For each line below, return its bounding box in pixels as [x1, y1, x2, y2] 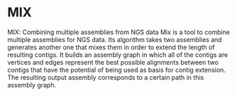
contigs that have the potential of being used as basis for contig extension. [7, 65, 226, 74]
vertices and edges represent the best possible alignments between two [7, 58, 219, 66]
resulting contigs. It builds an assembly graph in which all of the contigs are [7, 50, 228, 59]
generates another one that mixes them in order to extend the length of [7, 43, 215, 51]
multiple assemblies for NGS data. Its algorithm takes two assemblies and [7, 35, 222, 43]
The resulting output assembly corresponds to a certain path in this [7, 73, 204, 82]
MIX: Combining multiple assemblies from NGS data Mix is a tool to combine [7, 28, 231, 36]
